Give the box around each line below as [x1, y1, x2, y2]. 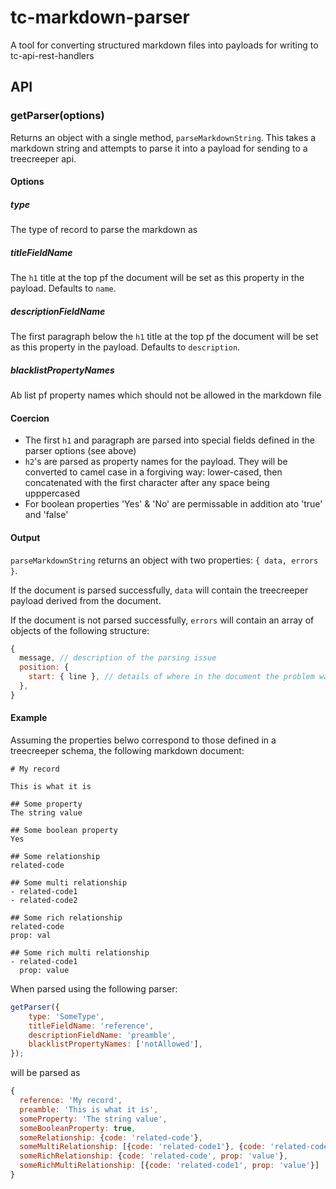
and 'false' [24, 509, 69, 521]
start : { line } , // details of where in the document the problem [28, 672, 315, 682]
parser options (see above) [24, 445, 137, 457]
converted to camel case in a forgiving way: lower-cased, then [24, 466, 283, 478]
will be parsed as [10, 1067, 81, 1079]
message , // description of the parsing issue [19, 653, 217, 663]
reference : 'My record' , [19, 1096, 123, 1106]
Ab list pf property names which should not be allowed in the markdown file [10, 389, 322, 401]
